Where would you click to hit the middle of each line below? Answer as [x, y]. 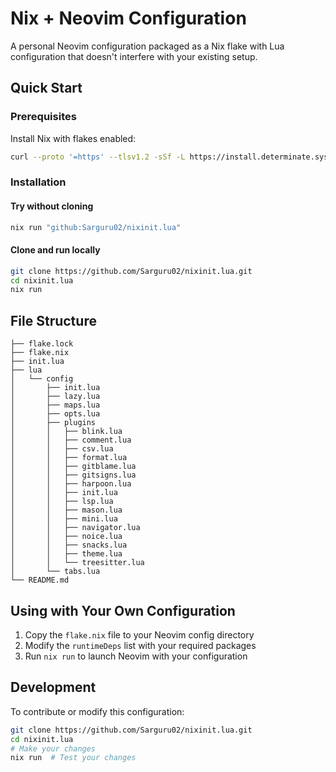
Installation [38, 182]
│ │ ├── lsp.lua [62, 502]
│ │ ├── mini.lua [64, 519]
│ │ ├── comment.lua [71, 440]
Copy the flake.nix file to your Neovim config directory [139, 634]
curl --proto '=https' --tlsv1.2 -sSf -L [98, 157]
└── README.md [40, 580]
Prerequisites [43, 117]
